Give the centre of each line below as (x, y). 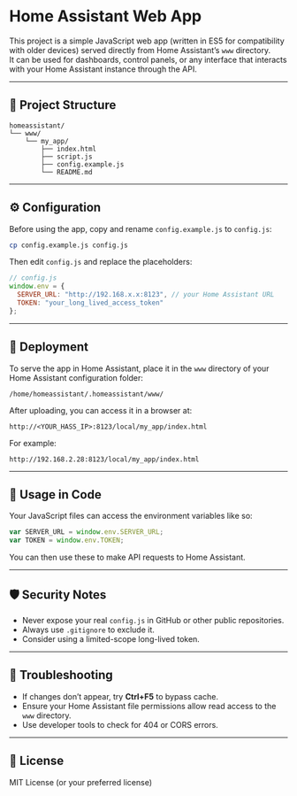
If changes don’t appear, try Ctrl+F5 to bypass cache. (120, 696)
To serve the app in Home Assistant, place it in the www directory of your (139, 368)
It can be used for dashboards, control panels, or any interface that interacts (148, 59)
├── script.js (67, 157)
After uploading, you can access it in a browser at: (101, 410)
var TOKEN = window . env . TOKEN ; (67, 541)
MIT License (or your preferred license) (81, 782)
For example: (33, 443)
